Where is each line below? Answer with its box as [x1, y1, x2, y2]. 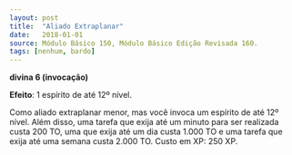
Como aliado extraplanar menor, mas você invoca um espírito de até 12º [9, 107, 279, 118]
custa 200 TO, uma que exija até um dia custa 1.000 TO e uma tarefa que [9, 126, 284, 137]
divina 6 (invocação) [9, 72, 89, 82]
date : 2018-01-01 [9, 30, 84, 39]
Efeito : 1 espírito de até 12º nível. [9, 90, 133, 101]
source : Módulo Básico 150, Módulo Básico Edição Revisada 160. [9, 38, 258, 48]
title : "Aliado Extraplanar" [9, 22, 125, 31]
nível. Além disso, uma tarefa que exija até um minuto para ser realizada [9, 117, 279, 128]
